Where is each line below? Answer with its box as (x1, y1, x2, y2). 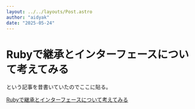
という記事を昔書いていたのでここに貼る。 (6, 83, 112, 90)
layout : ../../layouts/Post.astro (6, 8, 93, 15)
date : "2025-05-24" (6, 20, 55, 26)
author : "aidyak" (6, 14, 50, 20)
